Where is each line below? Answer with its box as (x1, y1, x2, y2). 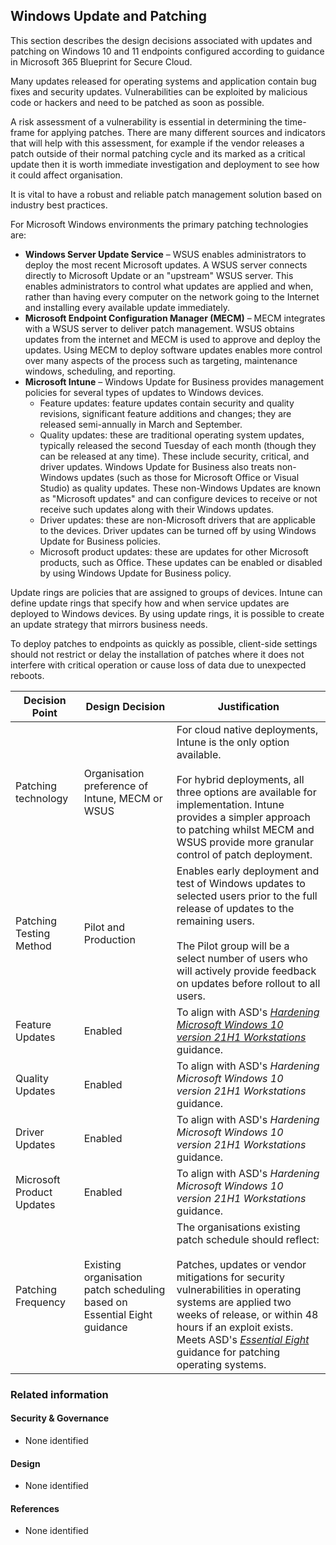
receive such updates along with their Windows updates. (39, 503, 275, 515)
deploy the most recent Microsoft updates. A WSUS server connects (24, 259, 308, 271)
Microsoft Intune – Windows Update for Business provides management (24, 375, 325, 388)
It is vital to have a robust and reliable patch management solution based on (10, 188, 323, 200)
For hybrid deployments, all (176, 772, 305, 786)
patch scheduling (83, 1282, 166, 1296)
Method (15, 939, 52, 953)
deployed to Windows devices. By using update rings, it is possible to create (10, 607, 325, 619)
